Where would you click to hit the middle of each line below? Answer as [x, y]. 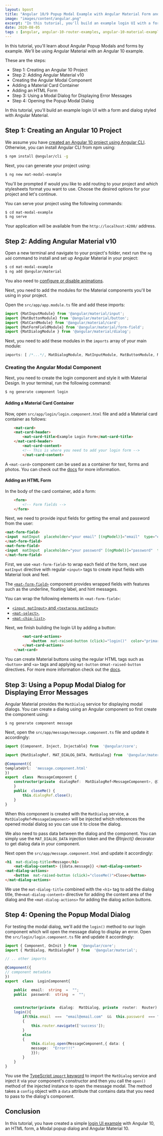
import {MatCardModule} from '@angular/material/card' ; [63, 323]
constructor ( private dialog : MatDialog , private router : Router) [86, 1008]
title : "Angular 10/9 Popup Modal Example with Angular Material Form [78, 14]
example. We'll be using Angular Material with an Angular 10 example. [74, 51]
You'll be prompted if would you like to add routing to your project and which [81, 184]
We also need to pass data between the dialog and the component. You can [81, 833]
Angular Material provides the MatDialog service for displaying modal [74, 704]
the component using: [27, 714]
